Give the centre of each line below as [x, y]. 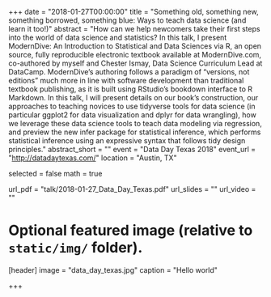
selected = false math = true [55, 174]
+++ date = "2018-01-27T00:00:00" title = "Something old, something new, [133, 12]
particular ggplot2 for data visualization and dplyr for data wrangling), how [132, 115]
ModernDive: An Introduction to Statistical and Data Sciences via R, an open [135, 46]
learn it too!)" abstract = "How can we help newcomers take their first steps [134, 29]
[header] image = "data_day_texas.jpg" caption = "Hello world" [113, 269]
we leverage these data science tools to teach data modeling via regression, [135, 123]
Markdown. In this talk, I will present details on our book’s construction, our [133, 98]
